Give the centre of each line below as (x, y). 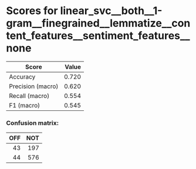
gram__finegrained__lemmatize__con (98, 23)
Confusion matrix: (33, 123)
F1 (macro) (25, 105)
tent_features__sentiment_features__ (98, 36)
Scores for (32, 11)
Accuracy (22, 76)
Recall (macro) (29, 96)
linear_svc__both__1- (111, 11)
